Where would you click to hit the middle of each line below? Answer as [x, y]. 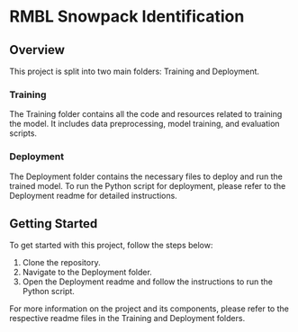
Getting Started [54, 224]
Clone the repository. [61, 263]
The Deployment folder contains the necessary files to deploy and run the [146, 176]
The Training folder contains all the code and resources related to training [146, 114]
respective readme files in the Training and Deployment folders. [127, 319]
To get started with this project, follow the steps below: [111, 246]
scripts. [23, 133]
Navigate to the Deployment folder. [87, 273]
